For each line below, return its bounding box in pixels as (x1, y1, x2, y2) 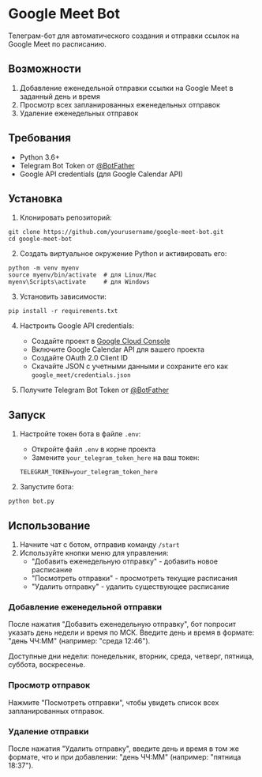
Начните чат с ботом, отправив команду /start (19, 540, 180, 549)
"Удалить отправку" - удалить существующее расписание (31, 582, 230, 591)
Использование (8, 519, 91, 532)
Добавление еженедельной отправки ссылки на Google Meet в (19, 83, 234, 92)
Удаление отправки (8, 726, 89, 737)
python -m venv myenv (8, 264, 80, 273)
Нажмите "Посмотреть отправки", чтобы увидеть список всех (8, 697, 219, 707)
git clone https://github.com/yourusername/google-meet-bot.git (8, 228, 224, 236)
